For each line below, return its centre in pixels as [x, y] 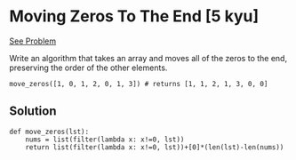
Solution [33, 112]
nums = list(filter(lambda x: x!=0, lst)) [105, 140]
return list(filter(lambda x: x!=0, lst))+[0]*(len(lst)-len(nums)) [155, 147]
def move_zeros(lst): [49, 132]
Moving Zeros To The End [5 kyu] [134, 16]
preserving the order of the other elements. [88, 68]
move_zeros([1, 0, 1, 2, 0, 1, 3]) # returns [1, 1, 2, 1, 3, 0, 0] [139, 84]
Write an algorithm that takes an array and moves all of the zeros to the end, [148, 58]
